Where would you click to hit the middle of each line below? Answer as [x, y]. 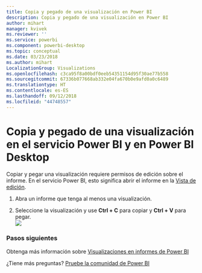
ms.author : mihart [29, 62]
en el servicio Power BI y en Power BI [100, 144]
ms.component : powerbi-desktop [46, 46]
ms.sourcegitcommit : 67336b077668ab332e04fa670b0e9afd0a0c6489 [87, 79]
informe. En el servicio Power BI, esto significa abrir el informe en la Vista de [101, 180]
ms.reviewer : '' [27, 34]
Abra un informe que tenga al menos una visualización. [83, 198]
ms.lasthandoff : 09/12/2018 [42, 96]
